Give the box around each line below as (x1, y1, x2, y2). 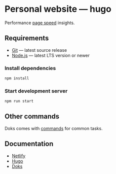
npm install (4, 76, 29, 81)
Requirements (4, 34, 49, 42)
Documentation (4, 139, 54, 148)
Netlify (11, 153, 26, 159)
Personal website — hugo (4, 3, 112, 15)
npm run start (4, 99, 34, 104)
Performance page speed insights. (4, 20, 75, 26)
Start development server (4, 87, 68, 94)
